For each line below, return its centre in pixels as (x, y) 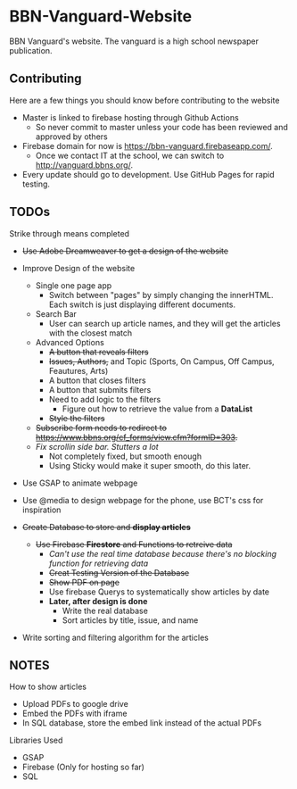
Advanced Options (70, 342)
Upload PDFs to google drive (75, 704)
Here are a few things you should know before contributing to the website (144, 100)
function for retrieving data (99, 563)
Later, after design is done (98, 601)
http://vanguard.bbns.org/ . (84, 165)
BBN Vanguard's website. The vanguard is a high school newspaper (134, 41)
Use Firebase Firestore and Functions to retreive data (134, 544)
